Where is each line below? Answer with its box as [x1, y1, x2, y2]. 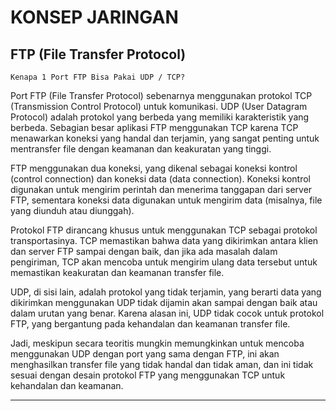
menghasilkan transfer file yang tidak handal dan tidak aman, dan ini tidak [10, 359, 314, 370]
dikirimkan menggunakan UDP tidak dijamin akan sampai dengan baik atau [10, 297, 318, 308]
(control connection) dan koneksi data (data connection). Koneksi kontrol [10, 173, 312, 185]
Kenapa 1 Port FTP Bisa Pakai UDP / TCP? [10, 72, 186, 82]
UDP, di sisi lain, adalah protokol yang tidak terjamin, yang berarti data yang [10, 286, 322, 298]
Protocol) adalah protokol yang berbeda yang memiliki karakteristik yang [10, 111, 310, 123]
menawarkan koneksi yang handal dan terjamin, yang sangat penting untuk [10, 132, 320, 144]
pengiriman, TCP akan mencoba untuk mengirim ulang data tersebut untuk [10, 256, 318, 268]
